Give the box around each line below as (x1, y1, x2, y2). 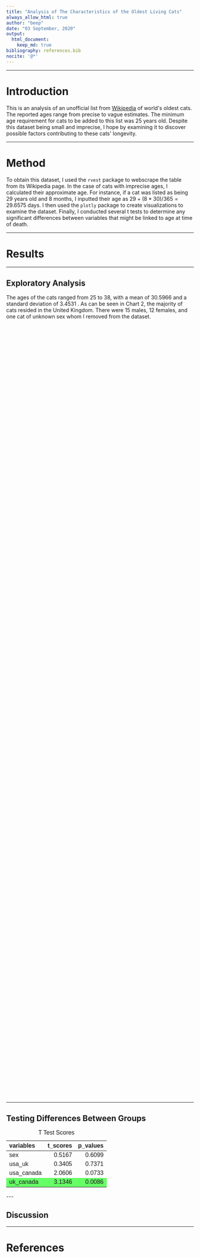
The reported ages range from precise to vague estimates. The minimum (6, 111, 185, 118)
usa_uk (9, 1161, 29, 1168)
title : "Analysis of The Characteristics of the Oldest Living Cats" (6, 8, 183, 15)
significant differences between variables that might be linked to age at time (6, 214, 193, 221)
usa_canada (9, 1170, 42, 1177)
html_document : (11, 36, 49, 42)
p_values (78, 1142, 104, 1149)
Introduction (6, 84, 69, 98)
